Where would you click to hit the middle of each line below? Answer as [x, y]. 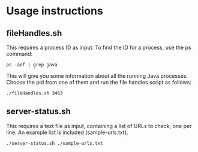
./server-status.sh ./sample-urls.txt [55, 143]
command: [19, 54]
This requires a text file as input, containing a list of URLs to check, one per [99, 126]
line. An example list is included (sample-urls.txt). [67, 132]
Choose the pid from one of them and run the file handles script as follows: [99, 82]
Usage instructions [55, 11]
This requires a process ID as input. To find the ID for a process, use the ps [99, 47]
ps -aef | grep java [32, 65]
